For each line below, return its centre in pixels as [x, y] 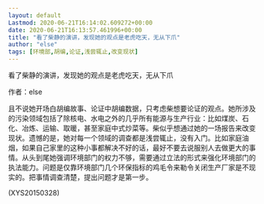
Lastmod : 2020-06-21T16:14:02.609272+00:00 [81, 23]
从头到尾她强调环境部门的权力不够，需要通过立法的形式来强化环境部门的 [139, 157]
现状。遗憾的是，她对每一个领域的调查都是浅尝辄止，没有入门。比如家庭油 [128, 138]
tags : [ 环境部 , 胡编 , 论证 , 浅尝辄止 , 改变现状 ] [73, 52]
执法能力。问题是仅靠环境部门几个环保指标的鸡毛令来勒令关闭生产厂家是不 [128, 167]
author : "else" [33, 45]
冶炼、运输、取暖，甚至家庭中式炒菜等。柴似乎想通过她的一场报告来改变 [139, 128]
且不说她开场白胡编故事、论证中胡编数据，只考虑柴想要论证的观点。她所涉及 [132, 108]
